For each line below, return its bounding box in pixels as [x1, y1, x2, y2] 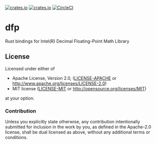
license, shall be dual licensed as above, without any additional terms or [5, 129, 151, 135]
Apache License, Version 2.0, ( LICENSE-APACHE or [12, 75, 117, 81]
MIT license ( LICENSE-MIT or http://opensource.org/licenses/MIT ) [12, 85, 147, 91]
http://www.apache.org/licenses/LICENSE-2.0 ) [12, 80, 107, 86]
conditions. [5, 135, 28, 141]
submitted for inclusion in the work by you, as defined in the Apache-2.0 [5, 124, 151, 130]
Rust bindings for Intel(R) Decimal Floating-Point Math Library [5, 38, 130, 44]
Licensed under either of [5, 66, 55, 72]
